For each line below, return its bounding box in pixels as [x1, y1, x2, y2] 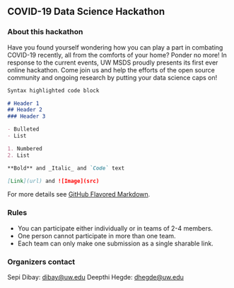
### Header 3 [7, 113, 46, 120]
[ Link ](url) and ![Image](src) [7, 177, 100, 184]
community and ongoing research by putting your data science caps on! [7, 73, 218, 82]
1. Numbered [7, 145, 42, 152]
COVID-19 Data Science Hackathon [7, 6, 165, 18]
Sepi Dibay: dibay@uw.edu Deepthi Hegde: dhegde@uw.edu [7, 273, 184, 282]
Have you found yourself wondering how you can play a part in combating [7, 43, 223, 52]
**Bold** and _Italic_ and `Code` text [7, 165, 125, 172]
